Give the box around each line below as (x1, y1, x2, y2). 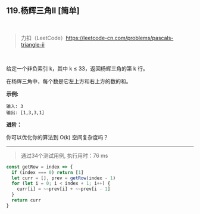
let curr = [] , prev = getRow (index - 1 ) (11, 175, 116, 181)
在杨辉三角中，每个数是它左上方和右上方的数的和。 (6, 77, 132, 85)
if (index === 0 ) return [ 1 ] (11, 169, 84, 175)
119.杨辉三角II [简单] (6, 5, 80, 16)
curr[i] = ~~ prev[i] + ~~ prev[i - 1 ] (17, 186, 111, 192)
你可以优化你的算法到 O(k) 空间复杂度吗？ (6, 133, 109, 140)
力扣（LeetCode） (20, 34, 66, 41)
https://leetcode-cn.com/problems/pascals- (65, 34, 174, 41)
